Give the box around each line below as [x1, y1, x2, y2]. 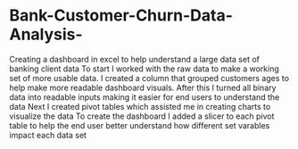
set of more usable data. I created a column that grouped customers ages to [9, 72, 290, 83]
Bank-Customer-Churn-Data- [9, 5, 234, 26]
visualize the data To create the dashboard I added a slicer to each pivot [9, 111, 275, 121]
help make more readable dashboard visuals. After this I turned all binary [9, 82, 277, 93]
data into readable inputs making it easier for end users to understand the [9, 91, 280, 103]
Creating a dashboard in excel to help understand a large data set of [9, 54, 261, 64]
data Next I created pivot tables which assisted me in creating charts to [9, 101, 271, 112]
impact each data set [9, 129, 87, 140]
